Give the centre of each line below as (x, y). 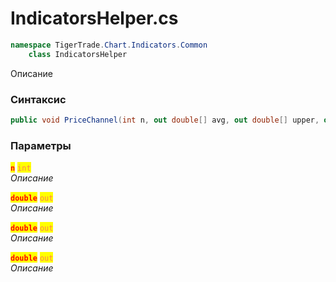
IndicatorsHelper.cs (94, 18)
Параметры (41, 145)
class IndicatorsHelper (78, 54)
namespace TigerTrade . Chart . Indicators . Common (109, 45)
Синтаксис (38, 99)
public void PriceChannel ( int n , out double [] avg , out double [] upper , (165, 120)
